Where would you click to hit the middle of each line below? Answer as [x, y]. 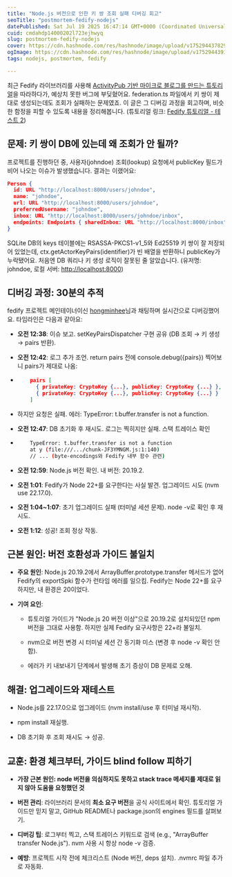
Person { [20, 184]
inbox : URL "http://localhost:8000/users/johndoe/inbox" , [99, 215]
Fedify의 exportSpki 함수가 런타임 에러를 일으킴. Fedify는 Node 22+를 [113, 581]
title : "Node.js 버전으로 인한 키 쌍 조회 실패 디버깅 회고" [85, 14]
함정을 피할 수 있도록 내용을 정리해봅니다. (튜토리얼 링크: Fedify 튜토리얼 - [114, 111]
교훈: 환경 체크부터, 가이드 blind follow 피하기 [99, 761]
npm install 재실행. [43, 723]
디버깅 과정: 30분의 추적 [56, 293]
